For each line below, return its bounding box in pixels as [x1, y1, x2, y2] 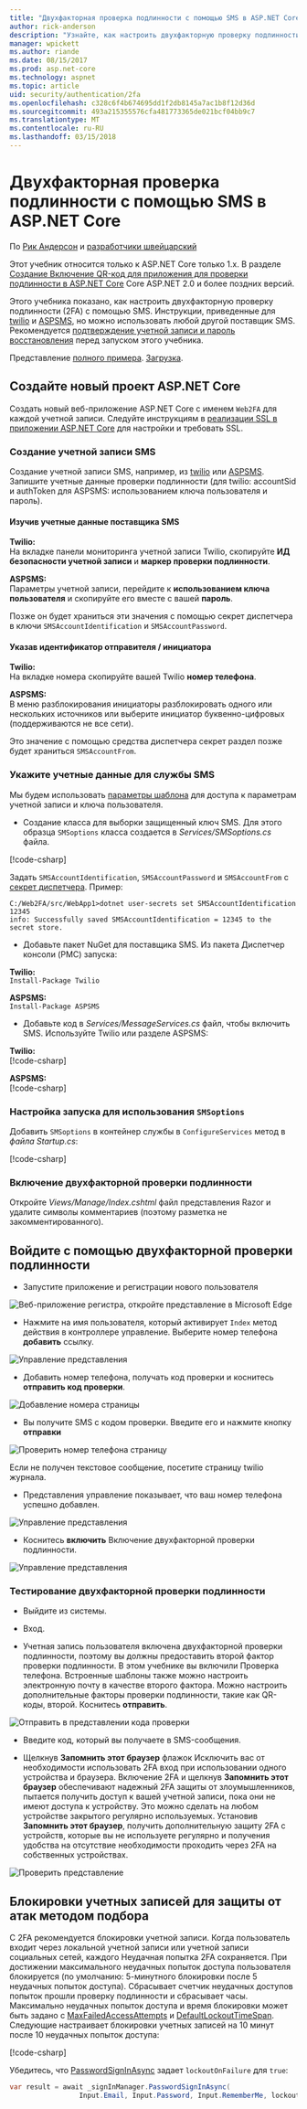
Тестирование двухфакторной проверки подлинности [9, 1584, 266, 1597]
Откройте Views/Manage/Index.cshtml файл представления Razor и [9, 1197, 271, 1208]
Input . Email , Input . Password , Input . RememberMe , [79, 2091, 268, 2101]
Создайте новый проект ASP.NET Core [9, 378, 241, 394]
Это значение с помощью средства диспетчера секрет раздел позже [9, 736, 283, 747]
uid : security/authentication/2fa [9, 90, 142, 99]
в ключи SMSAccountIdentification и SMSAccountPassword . [9, 621, 228, 632]
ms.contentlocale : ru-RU [9, 124, 104, 133]
